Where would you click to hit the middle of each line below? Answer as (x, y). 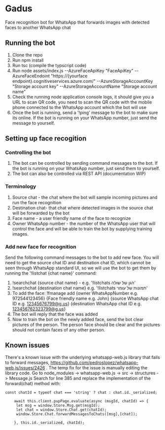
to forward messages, (27, 362)
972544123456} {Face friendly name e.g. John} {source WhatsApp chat (85, 298)
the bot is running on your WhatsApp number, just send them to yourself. (86, 169)
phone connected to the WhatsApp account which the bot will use (79, 107)
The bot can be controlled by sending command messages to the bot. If (85, 163)
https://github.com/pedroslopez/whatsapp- (95, 362)
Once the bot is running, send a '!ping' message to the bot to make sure (85, 112)
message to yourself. (33, 123)
